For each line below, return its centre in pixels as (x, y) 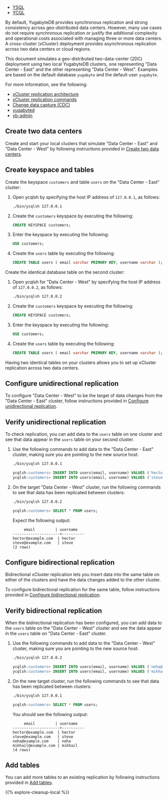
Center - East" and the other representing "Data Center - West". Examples (81, 69)
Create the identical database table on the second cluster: (65, 272)
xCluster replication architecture (45, 94)
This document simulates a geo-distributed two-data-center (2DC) (74, 59)
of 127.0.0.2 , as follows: (37, 287)
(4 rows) (21, 750)
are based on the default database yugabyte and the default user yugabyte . (82, 75)
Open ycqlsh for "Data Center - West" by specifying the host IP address (86, 282)
